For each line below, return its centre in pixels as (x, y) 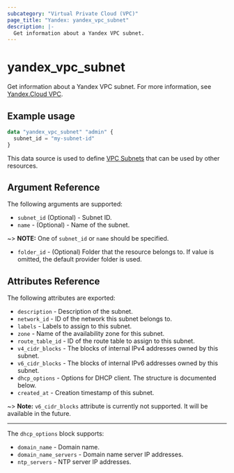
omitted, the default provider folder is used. (80, 259)
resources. (23, 166)
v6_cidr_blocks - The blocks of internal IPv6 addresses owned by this (117, 363)
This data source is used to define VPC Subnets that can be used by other (114, 158)
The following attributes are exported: (61, 298)
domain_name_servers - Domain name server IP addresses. (100, 455)
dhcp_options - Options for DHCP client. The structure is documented (117, 378)
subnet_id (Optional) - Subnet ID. (64, 218)
